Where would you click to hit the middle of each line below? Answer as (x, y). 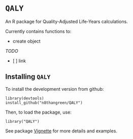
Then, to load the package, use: (39, 112)
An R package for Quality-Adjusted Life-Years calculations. (66, 21)
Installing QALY (28, 77)
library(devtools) (25, 98)
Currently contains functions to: (39, 31)
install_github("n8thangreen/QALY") (44, 102)
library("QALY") (22, 121)
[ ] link (19, 61)
